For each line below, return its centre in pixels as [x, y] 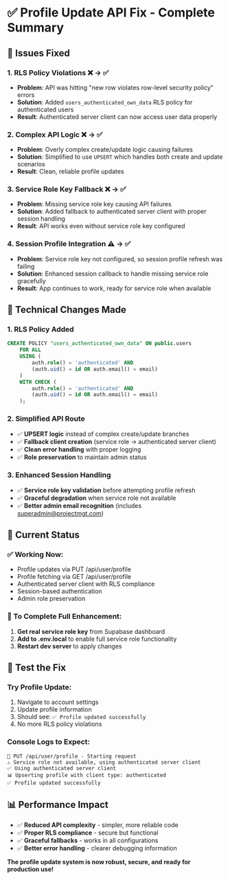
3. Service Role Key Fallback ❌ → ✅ [67, 189]
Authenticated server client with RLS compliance [86, 584]
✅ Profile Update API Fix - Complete [111, 13]
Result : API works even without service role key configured [101, 226]
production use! [30, 869]
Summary [35, 28]
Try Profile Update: [39, 687]
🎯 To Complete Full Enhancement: [65, 617]
